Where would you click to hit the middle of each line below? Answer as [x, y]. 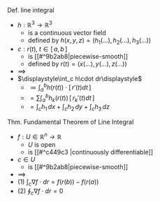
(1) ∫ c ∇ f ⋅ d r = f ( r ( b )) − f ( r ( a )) [58, 182]
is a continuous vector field [67, 33]
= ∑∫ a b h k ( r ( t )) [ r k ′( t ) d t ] [63, 98]
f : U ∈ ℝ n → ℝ [39, 136]
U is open [42, 144]
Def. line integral [31, 10]
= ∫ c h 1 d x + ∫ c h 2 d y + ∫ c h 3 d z [70, 108]
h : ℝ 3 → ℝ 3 [35, 24]
